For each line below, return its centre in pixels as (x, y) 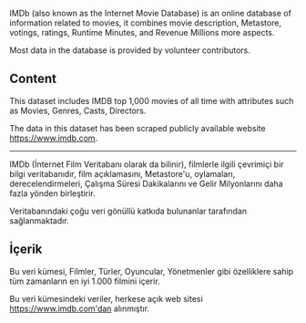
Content (33, 79)
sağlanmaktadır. (40, 220)
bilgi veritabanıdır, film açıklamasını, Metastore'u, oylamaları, (122, 173)
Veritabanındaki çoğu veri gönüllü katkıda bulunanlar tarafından (128, 211)
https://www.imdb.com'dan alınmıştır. (80, 308)
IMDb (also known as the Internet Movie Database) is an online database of (150, 13)
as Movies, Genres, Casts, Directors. (78, 110)
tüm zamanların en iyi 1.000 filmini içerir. (85, 281)
